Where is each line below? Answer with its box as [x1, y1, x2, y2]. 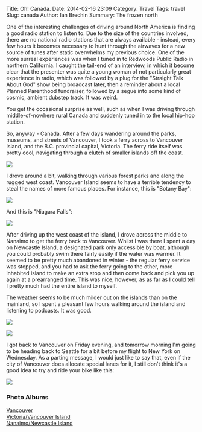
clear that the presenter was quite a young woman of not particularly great [6, 68, 191, 75]
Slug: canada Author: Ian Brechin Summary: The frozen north [6, 11, 158, 19]
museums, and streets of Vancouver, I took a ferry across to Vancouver [6, 136, 183, 144]
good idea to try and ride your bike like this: [6, 367, 115, 373]
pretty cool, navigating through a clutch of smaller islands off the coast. [6, 149, 184, 156]
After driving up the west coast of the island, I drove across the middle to [6, 231, 188, 238]
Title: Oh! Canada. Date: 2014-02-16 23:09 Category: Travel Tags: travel [6, 5, 185, 12]
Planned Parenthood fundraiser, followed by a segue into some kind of [6, 87, 181, 94]
